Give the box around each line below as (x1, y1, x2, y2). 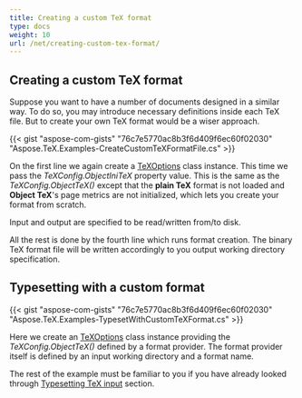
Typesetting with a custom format (9, 280, 206, 295)
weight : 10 (9, 30, 51, 39)
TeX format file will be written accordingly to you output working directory (9, 244, 286, 255)
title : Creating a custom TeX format (9, 13, 152, 23)
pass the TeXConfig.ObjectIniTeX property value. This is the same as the (9, 170, 280, 182)
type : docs (9, 22, 51, 31)
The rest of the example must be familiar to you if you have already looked (9, 368, 287, 379)
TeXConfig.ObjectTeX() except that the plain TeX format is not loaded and (9, 180, 285, 191)
